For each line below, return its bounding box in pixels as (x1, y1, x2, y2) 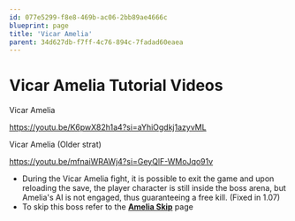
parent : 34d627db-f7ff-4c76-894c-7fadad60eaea (9, 37, 184, 47)
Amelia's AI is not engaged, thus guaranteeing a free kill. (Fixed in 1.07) (21, 192, 281, 203)
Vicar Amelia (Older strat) (9, 139, 102, 150)
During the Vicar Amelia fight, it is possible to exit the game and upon (21, 173, 275, 184)
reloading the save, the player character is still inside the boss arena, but (21, 183, 287, 194)
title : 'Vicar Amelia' (9, 29, 93, 38)
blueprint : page (9, 21, 69, 30)
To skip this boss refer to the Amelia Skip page (21, 202, 194, 212)
